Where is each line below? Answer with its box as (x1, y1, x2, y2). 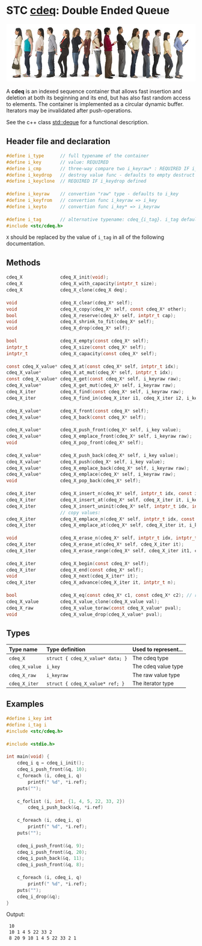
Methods (6, 257, 41, 268)
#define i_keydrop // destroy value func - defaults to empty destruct (6, 172, 195, 178)
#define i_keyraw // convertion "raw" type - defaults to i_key (6, 191, 179, 197)
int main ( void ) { (6, 754, 50, 760)
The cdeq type (132, 655, 169, 662)
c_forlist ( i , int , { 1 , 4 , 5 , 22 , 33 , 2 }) (17, 798, 125, 804)
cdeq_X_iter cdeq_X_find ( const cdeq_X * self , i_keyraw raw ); (6, 389, 185, 395)
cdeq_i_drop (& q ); (17, 894, 61, 900)
